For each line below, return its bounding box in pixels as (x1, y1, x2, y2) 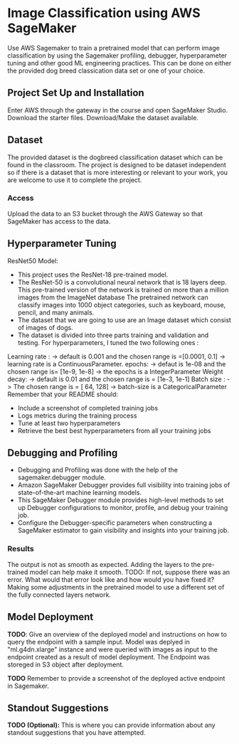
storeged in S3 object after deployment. (7, 660, 124, 669)
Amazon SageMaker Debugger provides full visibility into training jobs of (17, 481, 230, 489)
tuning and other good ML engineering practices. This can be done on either (7, 58, 232, 67)
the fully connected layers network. (7, 590, 112, 599)
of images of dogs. (17, 323, 73, 331)
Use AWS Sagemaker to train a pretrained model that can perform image (7, 43, 221, 52)
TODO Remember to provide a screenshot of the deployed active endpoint (7, 674, 225, 682)
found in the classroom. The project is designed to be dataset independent (7, 160, 226, 169)
